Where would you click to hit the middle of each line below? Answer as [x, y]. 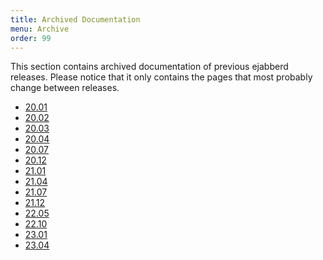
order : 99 [31, 38]
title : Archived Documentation [75, 19]
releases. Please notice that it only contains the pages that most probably [161, 77]
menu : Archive [40, 29]
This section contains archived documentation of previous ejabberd [149, 67]
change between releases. [65, 88]
